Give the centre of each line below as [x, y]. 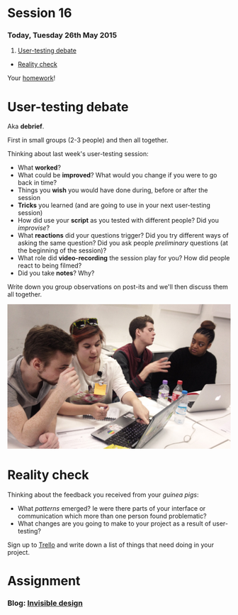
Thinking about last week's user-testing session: [78, 154]
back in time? [37, 183]
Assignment [44, 581]
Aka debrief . [26, 126]
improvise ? [34, 228]
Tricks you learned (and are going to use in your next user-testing [114, 205]
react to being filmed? [50, 266]
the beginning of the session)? [62, 250]
